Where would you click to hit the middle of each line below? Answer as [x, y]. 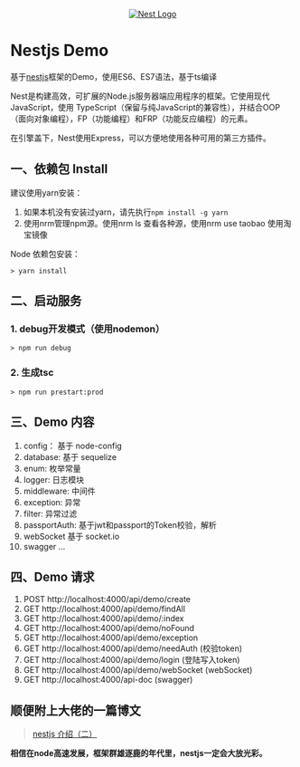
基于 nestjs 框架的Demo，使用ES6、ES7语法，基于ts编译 [114, 76]
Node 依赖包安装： [45, 254]
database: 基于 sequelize [70, 456]
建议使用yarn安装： [47, 192]
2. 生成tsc [32, 373]
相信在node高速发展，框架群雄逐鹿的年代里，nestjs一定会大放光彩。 [139, 753]
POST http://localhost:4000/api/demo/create [107, 599]
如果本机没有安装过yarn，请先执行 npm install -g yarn [126, 212]
